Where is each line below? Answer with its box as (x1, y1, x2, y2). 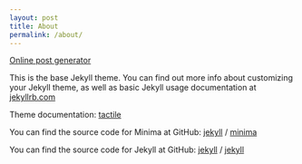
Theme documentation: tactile (9, 110, 122, 121)
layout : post (9, 13, 59, 23)
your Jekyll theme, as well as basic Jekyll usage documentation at (9, 82, 257, 93)
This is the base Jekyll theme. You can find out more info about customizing (9, 72, 293, 83)
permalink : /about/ (9, 30, 83, 39)
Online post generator (9, 55, 92, 66)
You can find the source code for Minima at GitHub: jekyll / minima (9, 127, 258, 138)
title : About (9, 22, 59, 31)
